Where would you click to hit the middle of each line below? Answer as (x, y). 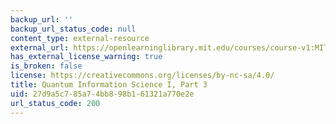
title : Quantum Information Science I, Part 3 (109, 85)
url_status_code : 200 (55, 103)
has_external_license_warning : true (86, 57)
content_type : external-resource (80, 38)
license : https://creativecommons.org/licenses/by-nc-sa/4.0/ (142, 76)
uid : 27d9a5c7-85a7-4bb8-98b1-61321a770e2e (102, 94)
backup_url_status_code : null (73, 29)
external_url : (40, 47)
